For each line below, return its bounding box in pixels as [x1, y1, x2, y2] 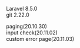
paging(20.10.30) [6, 23, 47, 30]
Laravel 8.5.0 [6, 5, 38, 12]
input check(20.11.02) [6, 29, 58, 36]
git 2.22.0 [6, 11, 29, 18]
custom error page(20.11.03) [6, 36, 75, 42]
